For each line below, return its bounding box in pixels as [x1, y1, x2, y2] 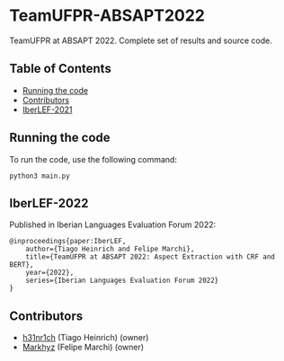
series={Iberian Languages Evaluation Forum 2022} [25, 276, 219, 286]
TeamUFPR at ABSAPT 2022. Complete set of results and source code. [9, 35, 272, 46]
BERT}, [9, 260, 34, 269]
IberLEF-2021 [22, 104, 73, 115]
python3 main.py [9, 172, 70, 180]
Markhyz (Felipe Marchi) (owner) [22, 342, 145, 353]
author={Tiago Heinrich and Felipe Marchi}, [25, 244, 195, 254]
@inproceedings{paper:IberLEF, [9, 237, 127, 246]
